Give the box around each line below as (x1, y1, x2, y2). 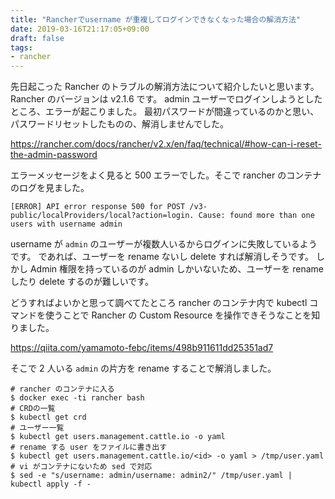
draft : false (10, 33, 65, 43)
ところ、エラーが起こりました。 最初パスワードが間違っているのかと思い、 (10, 106, 320, 118)
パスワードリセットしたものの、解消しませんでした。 (10, 118, 229, 130)
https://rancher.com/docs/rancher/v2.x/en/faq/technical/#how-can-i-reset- (10, 138, 322, 150)
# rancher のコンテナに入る (10, 384, 115, 395)
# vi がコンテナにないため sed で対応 (10, 462, 153, 472)
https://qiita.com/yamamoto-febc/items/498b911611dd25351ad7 (10, 342, 274, 354)
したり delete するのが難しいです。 (10, 276, 154, 288)
